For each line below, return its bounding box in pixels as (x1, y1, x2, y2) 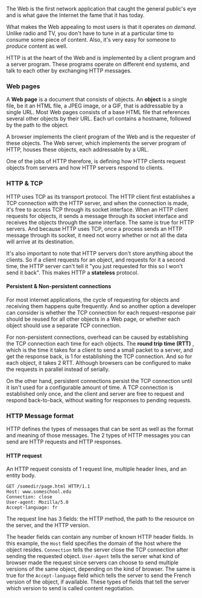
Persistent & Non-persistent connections (6, 283, 112, 290)
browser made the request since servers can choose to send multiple (6, 559, 179, 567)
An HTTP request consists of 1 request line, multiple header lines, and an (6, 465, 187, 473)
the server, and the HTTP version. (6, 522, 90, 529)
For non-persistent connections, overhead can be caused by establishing (6, 333, 189, 341)
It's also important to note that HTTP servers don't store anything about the (6, 249, 194, 257)
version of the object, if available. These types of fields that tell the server (6, 578, 190, 585)
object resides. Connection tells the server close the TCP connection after (6, 546, 189, 553)
